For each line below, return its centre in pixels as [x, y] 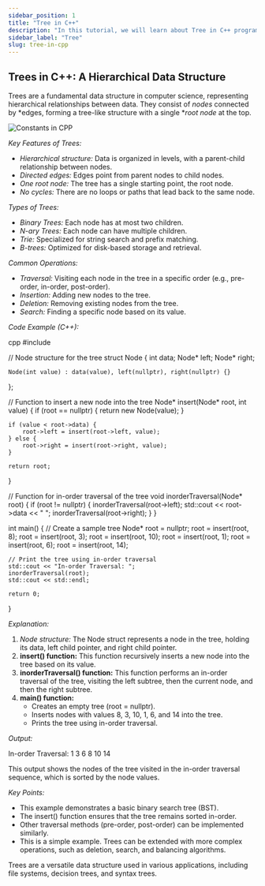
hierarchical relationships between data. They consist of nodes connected [129, 104]
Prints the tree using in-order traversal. [94, 723]
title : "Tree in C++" [44, 23]
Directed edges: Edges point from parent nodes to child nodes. [122, 175]
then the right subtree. [56, 689]
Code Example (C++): [43, 327]
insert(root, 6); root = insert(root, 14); [68, 544]
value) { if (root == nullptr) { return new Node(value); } [96, 410]
